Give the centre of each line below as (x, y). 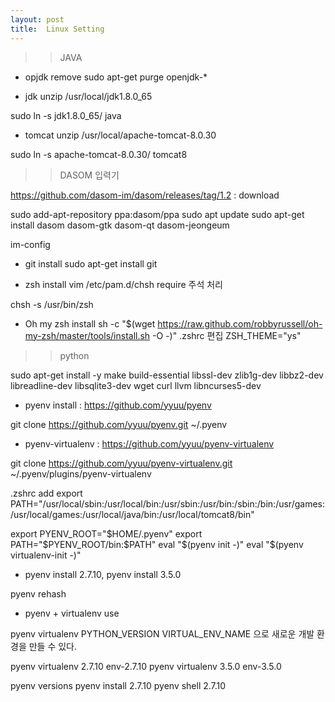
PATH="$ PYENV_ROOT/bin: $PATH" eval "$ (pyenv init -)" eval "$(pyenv (157, 544)
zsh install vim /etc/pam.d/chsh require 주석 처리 (123, 284)
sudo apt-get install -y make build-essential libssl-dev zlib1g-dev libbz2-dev (167, 375)
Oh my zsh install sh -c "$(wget (90, 323)
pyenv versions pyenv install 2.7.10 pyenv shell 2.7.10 (118, 685)
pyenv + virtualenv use (72, 613)
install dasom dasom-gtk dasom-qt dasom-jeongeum (120, 225)
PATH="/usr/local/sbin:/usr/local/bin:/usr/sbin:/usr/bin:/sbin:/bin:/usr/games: (167, 503)
